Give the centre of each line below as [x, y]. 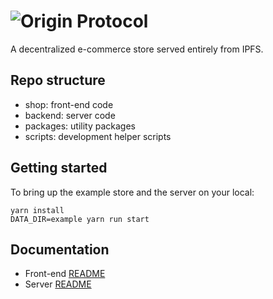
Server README [58, 284]
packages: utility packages [80, 126]
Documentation [60, 249]
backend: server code [70, 115]
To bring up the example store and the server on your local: [132, 192]
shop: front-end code [69, 104]
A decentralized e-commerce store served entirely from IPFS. [137, 49]
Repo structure [58, 80]
